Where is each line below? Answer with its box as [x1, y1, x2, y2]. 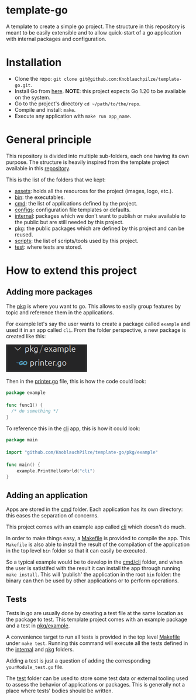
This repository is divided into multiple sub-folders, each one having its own [6, 152, 189, 159]
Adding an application [6, 490, 88, 500]
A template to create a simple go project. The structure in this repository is [6, 23, 185, 30]
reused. [14, 231, 33, 238]
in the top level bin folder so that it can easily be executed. [6, 547, 147, 554]
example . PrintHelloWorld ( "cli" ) [16, 468, 95, 474]
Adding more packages [6, 287, 93, 297]
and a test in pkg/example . [6, 622, 70, 629]
